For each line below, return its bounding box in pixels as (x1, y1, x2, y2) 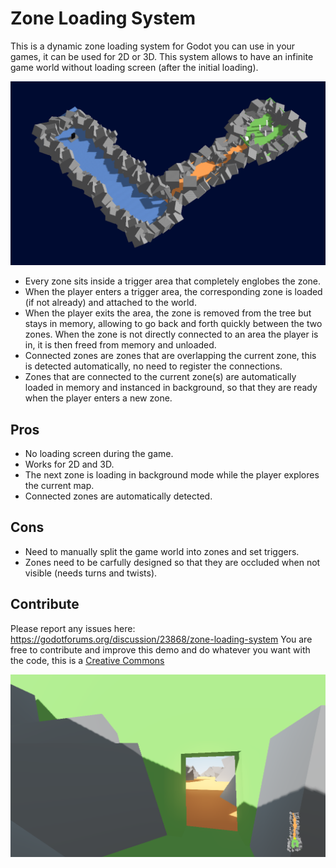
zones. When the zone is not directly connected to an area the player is (24, 328, 319, 341)
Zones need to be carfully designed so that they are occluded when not (24, 556, 321, 568)
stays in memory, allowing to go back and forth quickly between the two (24, 318, 323, 330)
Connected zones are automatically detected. (24, 490, 213, 502)
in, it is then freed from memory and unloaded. (24, 339, 217, 351)
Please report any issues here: (10, 622, 136, 634)
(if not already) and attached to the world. (24, 297, 197, 309)
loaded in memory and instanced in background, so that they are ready (24, 382, 318, 394)
